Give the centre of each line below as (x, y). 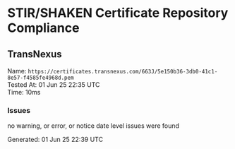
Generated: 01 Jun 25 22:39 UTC (55, 140)
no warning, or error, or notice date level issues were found (94, 126)
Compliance (43, 28)
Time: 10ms (24, 92)
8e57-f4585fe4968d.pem (41, 78)
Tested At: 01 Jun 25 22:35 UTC (54, 85)
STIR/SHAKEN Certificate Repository (118, 13)
